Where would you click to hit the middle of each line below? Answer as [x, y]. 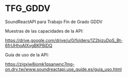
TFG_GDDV [28, 8]
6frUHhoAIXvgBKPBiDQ [29, 45]
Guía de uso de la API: [27, 55]
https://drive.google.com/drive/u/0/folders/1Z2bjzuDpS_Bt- [64, 40]
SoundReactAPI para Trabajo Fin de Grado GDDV [54, 22]
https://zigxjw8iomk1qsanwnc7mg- [40, 64]
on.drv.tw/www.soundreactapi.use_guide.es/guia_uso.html [64, 69]
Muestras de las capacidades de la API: [44, 31]
